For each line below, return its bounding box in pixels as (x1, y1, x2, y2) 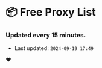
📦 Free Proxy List (5, 5, 96, 19)
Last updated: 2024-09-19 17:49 (14, 45, 94, 52)
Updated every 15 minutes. (5, 31, 86, 40)
